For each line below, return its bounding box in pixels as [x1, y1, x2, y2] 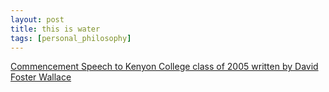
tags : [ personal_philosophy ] [10, 33, 132, 43]
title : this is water [10, 24, 101, 34]
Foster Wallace [10, 71, 72, 83]
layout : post [10, 14, 65, 25]
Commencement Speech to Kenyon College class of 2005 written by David [10, 61, 319, 73]
